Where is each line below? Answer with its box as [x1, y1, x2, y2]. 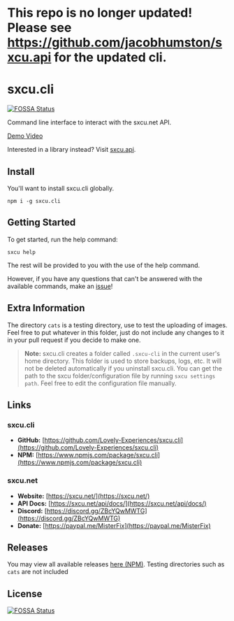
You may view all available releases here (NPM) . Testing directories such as [7, 560, 225, 569]
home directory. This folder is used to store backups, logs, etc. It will [24, 357, 222, 365]
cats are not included [7, 568, 68, 576]
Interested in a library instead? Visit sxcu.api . [7, 145, 136, 154]
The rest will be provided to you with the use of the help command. [7, 261, 200, 269]
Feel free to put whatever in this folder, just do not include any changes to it [7, 328, 225, 336]
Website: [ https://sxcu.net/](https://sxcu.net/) [17, 492, 150, 500]
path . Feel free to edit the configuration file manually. [24, 379, 177, 387]
